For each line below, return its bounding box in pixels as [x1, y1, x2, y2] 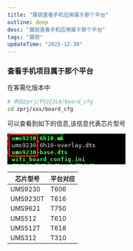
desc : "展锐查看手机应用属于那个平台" [7, 26, 106, 33]
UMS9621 [10, 204, 41, 213]
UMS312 [10, 233, 37, 242]
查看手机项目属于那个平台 [7, 67, 94, 76]
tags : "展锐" [7, 34, 43, 41]
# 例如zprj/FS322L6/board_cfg [7, 98, 93, 105]
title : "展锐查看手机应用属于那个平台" [7, 11, 108, 18]
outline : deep [7, 18, 49, 26]
